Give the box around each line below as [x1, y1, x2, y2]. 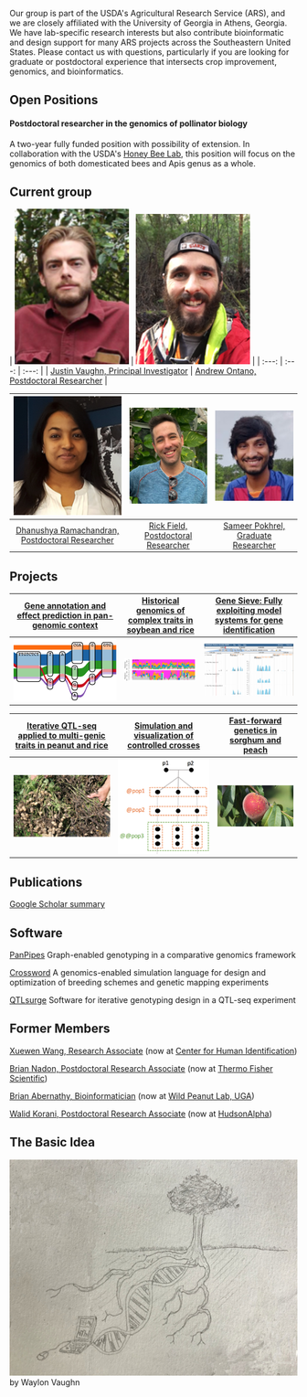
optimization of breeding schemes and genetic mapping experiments [9, 977, 270, 988]
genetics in [233, 725, 278, 736]
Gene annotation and [24, 600, 107, 611]
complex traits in [127, 614, 194, 625]
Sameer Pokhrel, [223, 520, 286, 531]
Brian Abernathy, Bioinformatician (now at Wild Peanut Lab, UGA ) [9, 1090, 255, 1101]
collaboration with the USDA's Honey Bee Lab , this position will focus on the [9, 148, 295, 159]
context [68, 619, 99, 630]
